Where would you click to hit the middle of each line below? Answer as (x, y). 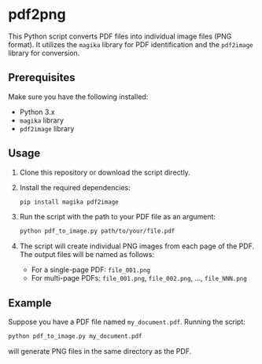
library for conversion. (44, 53)
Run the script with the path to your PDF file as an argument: (118, 217)
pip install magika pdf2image (69, 202)
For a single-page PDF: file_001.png (91, 270)
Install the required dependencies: (75, 187)
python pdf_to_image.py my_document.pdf (76, 336)
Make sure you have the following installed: (78, 97)
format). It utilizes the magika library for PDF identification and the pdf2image (131, 44)
